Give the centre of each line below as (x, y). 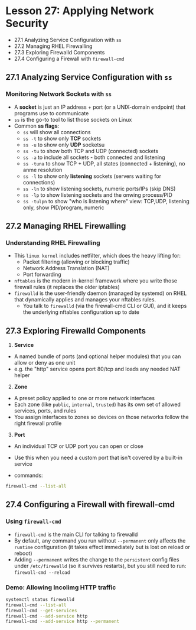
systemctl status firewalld (40, 599)
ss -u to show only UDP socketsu (64, 144)
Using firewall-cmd (33, 521)
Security (27, 23)
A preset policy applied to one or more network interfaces (84, 398)
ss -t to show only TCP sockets (62, 138)
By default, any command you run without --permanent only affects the (100, 540)
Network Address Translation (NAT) (66, 268)
